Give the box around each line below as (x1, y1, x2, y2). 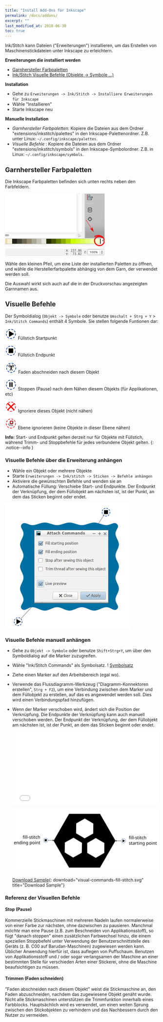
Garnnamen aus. (5, 286, 39, 292)
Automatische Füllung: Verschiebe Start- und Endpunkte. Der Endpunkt (12, 483, 156, 489)
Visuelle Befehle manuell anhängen (5, 636, 91, 643)
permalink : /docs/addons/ (5, 13, 58, 18)
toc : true (5, 28, 25, 34)
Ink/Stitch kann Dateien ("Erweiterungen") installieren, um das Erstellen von (5, 43, 157, 48)
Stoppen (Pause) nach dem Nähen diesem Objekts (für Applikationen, (18, 386, 158, 391)
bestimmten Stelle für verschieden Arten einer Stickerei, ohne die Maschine (5, 959, 157, 965)
